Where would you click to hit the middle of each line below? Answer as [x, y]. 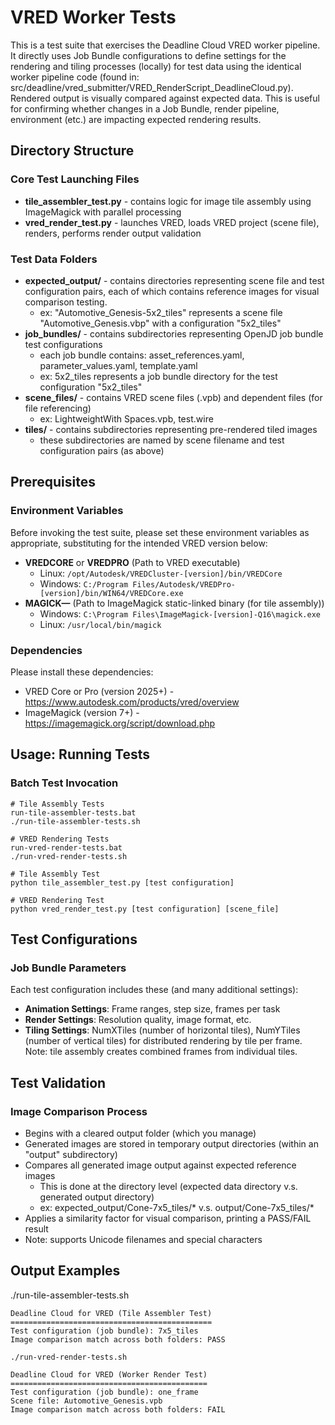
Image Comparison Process [79, 1111]
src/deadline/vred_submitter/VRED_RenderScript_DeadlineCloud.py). [152, 87]
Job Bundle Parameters [68, 968]
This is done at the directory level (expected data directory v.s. [168, 1186]
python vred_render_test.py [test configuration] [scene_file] [145, 909]
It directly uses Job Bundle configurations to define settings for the [148, 55]
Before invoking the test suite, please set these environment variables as [160, 532]
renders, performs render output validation [113, 233]
